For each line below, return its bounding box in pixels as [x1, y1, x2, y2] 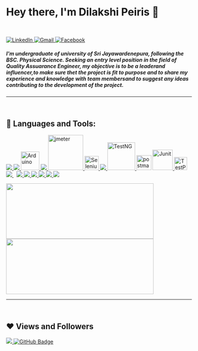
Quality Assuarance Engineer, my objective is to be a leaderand [6, 62, 166, 70]
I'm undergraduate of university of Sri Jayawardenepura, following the [6, 50, 184, 57]
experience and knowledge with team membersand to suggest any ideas [6, 75, 189, 82]
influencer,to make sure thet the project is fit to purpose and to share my [6, 69, 188, 76]
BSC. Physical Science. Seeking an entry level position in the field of [6, 56, 177, 63]
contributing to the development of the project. [6, 81, 124, 88]
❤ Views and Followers [6, 321, 94, 331]
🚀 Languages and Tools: [6, 119, 96, 129]
